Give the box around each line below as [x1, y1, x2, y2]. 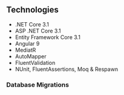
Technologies [6, 5, 59, 15]
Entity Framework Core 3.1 [15, 33, 80, 41]
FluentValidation [15, 59, 56, 66]
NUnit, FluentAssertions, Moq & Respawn [15, 66, 119, 73]
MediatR [15, 46, 36, 54]
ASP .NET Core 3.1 [15, 27, 61, 34]
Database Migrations [6, 81, 70, 89]
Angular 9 [15, 40, 40, 47]
